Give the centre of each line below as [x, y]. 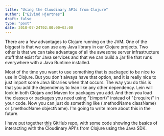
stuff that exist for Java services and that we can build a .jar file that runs [79, 57]
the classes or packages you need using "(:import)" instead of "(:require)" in [82, 98]
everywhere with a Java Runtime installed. [48, 63]
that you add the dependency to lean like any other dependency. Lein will [79, 88]
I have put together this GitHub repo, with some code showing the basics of [81, 123]
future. [12, 113]
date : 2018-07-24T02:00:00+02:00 [39, 28]
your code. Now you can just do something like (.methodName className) [81, 103]
